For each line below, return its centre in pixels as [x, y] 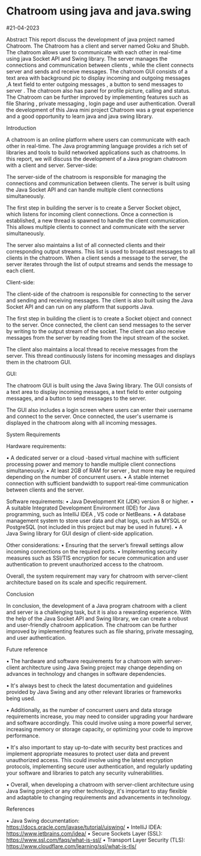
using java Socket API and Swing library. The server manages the [87, 58]
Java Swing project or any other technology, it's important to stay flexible [97, 791]
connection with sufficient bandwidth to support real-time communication [97, 483]
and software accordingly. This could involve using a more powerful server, [99, 723]
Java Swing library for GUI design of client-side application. [80, 533]
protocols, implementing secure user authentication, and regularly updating [100, 766]
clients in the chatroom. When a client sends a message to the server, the [97, 258]
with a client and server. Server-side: [52, 165]
